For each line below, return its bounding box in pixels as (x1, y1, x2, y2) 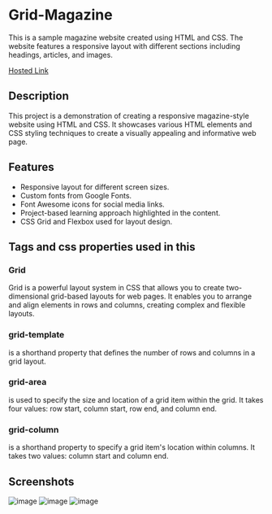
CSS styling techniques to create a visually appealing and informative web (8, 128, 257, 137)
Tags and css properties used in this (8, 240, 196, 254)
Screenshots (8, 474, 75, 489)
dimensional (8, 291, 50, 302)
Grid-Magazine (8, 6, 113, 24)
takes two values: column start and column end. (8, 451, 169, 461)
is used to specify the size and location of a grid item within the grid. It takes (8, 394, 264, 404)
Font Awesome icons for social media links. (19, 199, 165, 209)
